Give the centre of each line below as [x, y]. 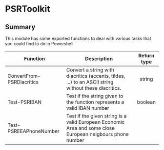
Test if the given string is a [96, 116]
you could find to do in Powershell [39, 44]
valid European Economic [95, 122]
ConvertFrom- [24, 76]
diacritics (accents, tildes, [96, 76]
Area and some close [91, 128]
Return [146, 56]
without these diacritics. [94, 88]
